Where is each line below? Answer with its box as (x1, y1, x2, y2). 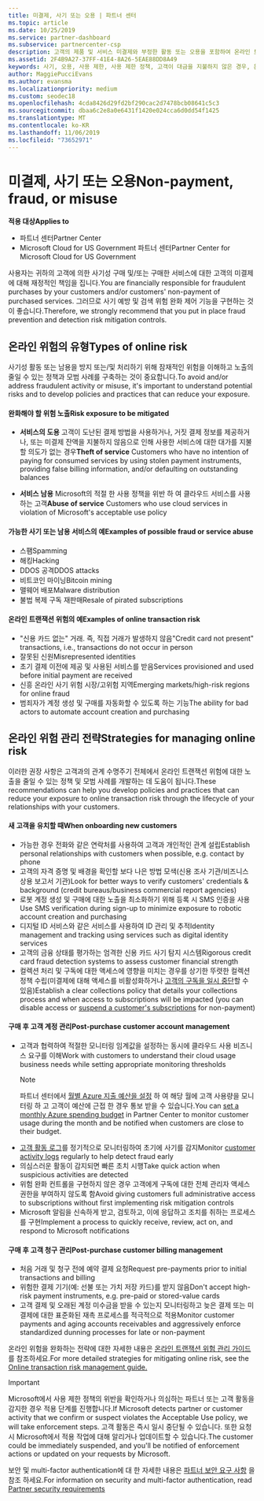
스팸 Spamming (19, 545, 68, 555)
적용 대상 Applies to (8, 217, 69, 226)
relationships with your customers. (8, 801, 120, 812)
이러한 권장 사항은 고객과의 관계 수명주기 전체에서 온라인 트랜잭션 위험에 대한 (8, 766, 244, 776)
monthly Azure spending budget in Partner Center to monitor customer (19, 1110, 249, 1120)
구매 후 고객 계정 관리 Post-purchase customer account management (8, 1022, 230, 1031)
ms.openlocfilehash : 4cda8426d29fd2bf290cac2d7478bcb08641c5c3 (8, 99, 220, 107)
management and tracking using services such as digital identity (19, 930, 229, 939)
